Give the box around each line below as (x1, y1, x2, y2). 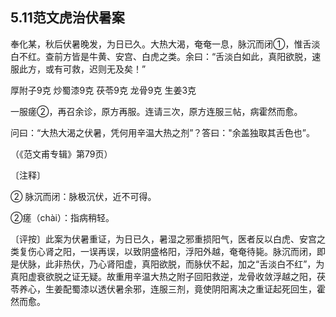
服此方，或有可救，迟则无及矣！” (10, 63, 147, 75)
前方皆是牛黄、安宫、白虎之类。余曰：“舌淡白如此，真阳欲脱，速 (53, 50, 322, 62)
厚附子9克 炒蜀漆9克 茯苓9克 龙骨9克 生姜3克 (10, 84, 197, 96)
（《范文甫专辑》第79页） (10, 148, 113, 160)
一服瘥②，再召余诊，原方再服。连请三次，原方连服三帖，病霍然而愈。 (10, 105, 303, 117)
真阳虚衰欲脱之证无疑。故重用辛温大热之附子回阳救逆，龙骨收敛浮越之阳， (10, 270, 317, 282)
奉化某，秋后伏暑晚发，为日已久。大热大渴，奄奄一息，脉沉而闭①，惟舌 (10, 38, 312, 50)
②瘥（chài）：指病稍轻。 (10, 211, 115, 223)
